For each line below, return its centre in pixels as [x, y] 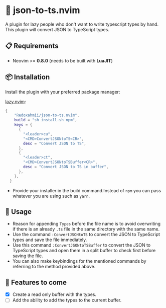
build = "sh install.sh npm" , [46, 120]
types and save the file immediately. [50, 240]
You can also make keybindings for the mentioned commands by [79, 261]
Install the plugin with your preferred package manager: [63, 92]
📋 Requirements [32, 46]
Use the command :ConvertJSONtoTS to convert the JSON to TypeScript [86, 235]
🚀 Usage [18, 212]
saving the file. [28, 256]
